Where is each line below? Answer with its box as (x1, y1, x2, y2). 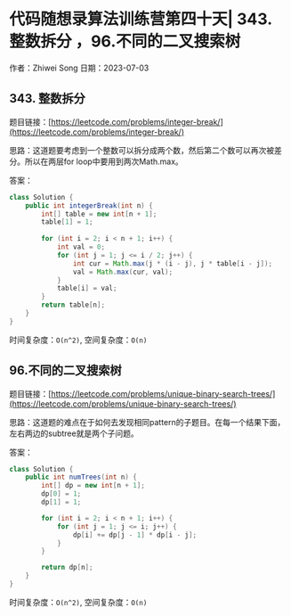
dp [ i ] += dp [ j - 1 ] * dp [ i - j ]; (72, 530, 198, 539)
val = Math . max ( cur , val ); (72, 267, 174, 276)
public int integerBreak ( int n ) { (25, 201, 153, 210)
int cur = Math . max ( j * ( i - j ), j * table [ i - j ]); (72, 259, 273, 268)
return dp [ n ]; (41, 563, 93, 572)
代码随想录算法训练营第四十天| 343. (9, 9, 273, 29)
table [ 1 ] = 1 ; (41, 218, 93, 226)
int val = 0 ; (56, 242, 105, 251)
